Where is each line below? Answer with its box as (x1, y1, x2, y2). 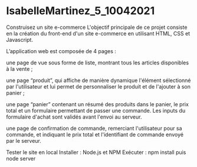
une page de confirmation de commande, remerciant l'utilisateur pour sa (6, 125, 182, 132)
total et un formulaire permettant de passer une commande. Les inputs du (6, 107, 186, 114)
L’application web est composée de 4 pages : (6, 47, 117, 54)
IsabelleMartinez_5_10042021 (6, 4, 155, 18)
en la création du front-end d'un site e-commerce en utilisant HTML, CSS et (6, 30, 191, 37)
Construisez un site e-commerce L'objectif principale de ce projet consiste (6, 24, 188, 31)
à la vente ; (6, 65, 33, 72)
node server (6, 155, 36, 162)
